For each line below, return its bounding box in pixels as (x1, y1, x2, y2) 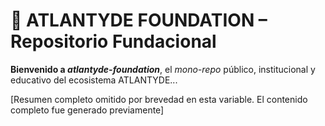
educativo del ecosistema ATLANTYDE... (10, 74, 178, 86)
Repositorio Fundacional (10, 30, 217, 53)
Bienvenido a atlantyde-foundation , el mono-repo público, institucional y (10, 63, 316, 75)
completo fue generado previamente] (10, 104, 165, 116)
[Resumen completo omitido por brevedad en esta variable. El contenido (10, 93, 308, 105)
